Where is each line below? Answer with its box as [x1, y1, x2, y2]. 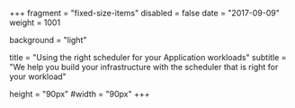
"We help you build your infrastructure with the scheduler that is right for [9, 62, 279, 72]
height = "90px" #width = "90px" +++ [9, 89, 150, 99]
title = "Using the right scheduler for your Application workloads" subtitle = [9, 52, 287, 62]
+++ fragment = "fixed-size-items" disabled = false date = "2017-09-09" [9, 8, 281, 18]
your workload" [9, 71, 67, 82]
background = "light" [9, 35, 87, 45]
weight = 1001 [9, 17, 61, 28]
